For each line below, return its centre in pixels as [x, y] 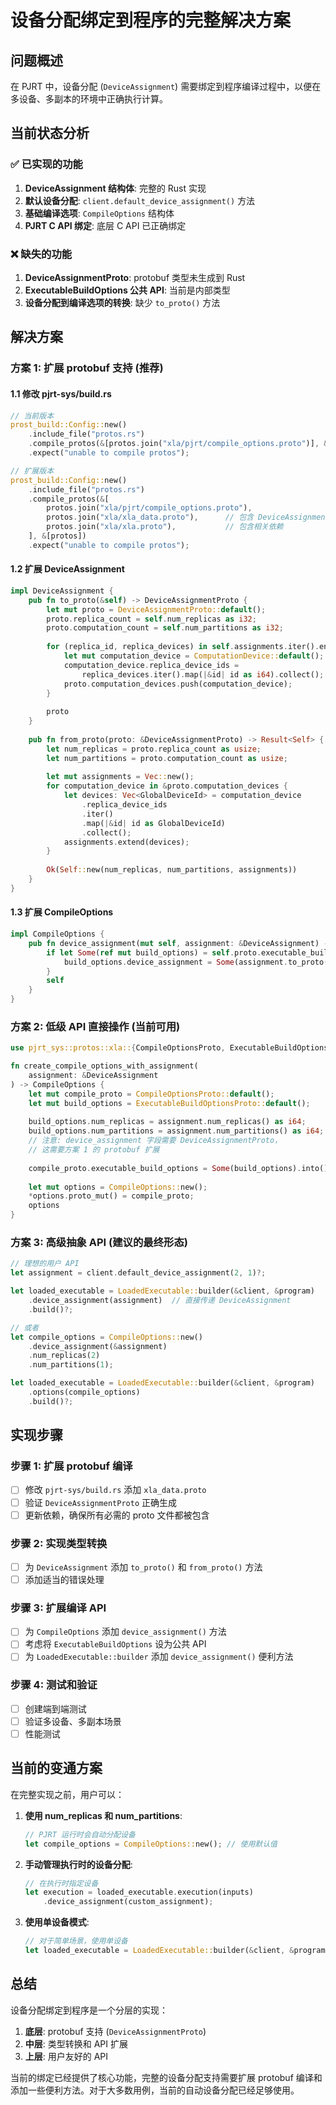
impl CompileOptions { [57, 934]
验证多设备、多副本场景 [73, 1721]
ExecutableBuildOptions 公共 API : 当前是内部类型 [127, 290]
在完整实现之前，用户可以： [67, 1794]
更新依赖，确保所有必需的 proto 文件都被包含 [117, 1515]
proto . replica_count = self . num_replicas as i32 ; [151, 619]
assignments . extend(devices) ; [126, 842]
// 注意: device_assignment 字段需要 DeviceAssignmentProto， [155, 1141]
